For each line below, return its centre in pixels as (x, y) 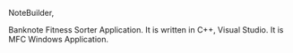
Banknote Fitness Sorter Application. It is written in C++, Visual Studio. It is (146, 30)
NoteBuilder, (31, 13)
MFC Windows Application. (59, 39)
